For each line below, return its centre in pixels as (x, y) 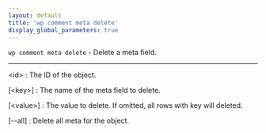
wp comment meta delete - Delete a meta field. (82, 53)
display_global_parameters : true (63, 30)
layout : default (35, 15)
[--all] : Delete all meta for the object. (68, 121)
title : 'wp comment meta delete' (63, 23)
